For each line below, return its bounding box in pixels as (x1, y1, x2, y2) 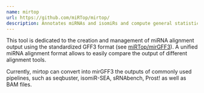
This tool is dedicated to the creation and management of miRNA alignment (6, 37, 194, 44)
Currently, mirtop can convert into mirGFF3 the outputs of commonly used (6, 68, 192, 75)
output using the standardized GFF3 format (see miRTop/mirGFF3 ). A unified (6, 43, 198, 50)
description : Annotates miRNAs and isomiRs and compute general (6, 20, 172, 26)
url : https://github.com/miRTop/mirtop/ (6, 15, 110, 21)
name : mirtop (6, 9, 39, 15)
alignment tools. (6, 56, 47, 64)
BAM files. (6, 81, 32, 88)
